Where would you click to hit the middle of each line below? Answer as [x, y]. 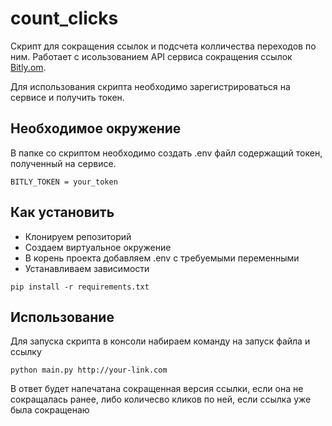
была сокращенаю [50, 410]
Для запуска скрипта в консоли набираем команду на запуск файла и [160, 341]
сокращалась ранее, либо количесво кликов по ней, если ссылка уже [161, 399]
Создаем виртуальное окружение [98, 247]
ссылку [26, 352]
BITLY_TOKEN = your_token [64, 182]
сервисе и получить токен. [67, 97]
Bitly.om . [28, 67]
